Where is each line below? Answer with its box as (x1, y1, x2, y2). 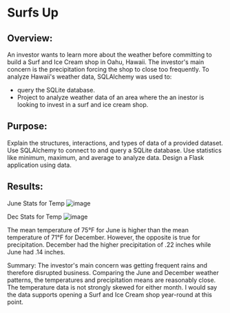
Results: (7, 181, 43, 192)
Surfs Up (7, 5, 59, 21)
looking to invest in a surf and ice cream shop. (17, 101, 149, 108)
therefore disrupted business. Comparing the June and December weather (7, 268, 219, 276)
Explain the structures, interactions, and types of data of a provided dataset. (7, 139, 224, 147)
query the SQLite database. (17, 86, 95, 94)
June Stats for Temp (7, 199, 65, 208)
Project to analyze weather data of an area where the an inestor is (17, 93, 205, 101)
